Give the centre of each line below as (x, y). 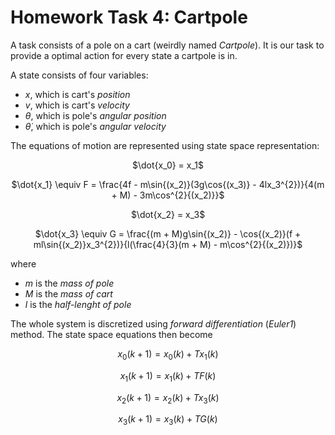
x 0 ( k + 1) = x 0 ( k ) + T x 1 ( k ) (168, 354)
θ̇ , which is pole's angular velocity (95, 126)
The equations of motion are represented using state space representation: (165, 145)
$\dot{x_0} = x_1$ (168, 165)
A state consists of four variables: (79, 75)
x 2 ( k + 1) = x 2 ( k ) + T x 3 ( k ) (168, 398)
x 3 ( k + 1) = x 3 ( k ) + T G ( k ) (168, 420)
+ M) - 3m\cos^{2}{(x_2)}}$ (168, 195)
